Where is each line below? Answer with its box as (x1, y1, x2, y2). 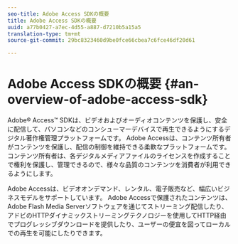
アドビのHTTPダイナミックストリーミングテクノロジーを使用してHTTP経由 (7, 211, 227, 220)
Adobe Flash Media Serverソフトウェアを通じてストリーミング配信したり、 (7, 202, 229, 211)
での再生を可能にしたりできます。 (7, 229, 107, 238)
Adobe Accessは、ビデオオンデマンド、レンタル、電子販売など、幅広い (7, 184, 218, 193)
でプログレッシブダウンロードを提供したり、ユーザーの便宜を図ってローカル (7, 220, 231, 228)
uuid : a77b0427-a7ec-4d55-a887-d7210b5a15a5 (7, 23, 141, 31)
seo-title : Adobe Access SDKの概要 (7, 10, 109, 18)
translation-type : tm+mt (7, 30, 81, 38)
